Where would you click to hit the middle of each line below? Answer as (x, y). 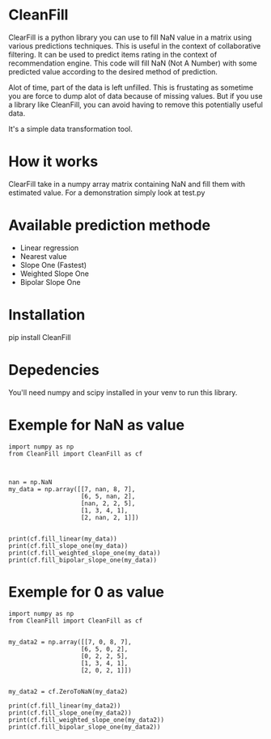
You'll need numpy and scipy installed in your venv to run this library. (123, 392)
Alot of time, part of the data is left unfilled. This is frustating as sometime (131, 87)
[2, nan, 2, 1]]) (110, 517)
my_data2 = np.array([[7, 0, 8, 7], (70, 642)
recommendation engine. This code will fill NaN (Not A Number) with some (133, 63)
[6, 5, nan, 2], (108, 496)
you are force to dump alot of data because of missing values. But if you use (135, 96)
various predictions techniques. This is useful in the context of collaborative (135, 45)
